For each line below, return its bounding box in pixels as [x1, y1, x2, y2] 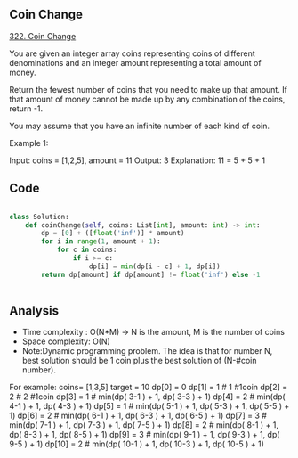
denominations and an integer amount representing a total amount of [9, 57, 262, 68]
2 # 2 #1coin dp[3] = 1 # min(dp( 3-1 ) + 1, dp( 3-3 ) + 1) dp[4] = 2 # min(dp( [9, 391, 286, 402]
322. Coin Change [9, 30, 77, 41]
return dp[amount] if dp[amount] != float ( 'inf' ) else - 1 [41, 270, 261, 279]
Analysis [9, 303, 60, 318]
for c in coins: [56, 245, 117, 255]
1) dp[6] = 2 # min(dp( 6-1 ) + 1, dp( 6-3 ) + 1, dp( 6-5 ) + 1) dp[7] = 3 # [9, 410, 267, 421]
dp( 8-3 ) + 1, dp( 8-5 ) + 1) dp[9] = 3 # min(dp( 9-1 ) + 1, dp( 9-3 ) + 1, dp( [9, 429, 280, 440]
